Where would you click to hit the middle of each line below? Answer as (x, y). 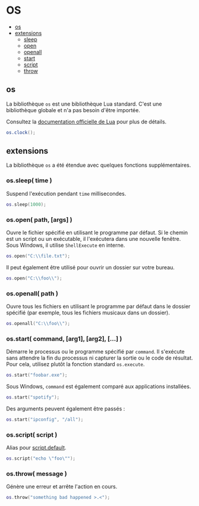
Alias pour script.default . (36, 448)
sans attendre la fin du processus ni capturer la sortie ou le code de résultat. (99, 358)
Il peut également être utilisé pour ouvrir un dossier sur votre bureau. (91, 267)
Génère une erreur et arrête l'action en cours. (62, 486)
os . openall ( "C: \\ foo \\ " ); (38, 323)
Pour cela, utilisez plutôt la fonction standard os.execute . (75, 364)
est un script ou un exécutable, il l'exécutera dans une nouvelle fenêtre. (94, 238)
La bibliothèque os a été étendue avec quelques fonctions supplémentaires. (99, 165)
